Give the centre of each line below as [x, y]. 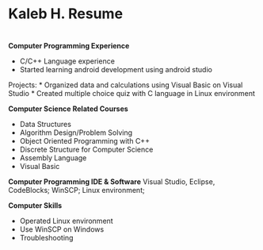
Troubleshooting [46, 238]
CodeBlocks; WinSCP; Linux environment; [76, 190]
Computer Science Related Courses [68, 109]
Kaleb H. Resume [66, 14]
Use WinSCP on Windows [62, 229]
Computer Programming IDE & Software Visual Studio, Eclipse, [112, 182]
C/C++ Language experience [67, 61]
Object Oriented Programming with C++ [85, 141]
